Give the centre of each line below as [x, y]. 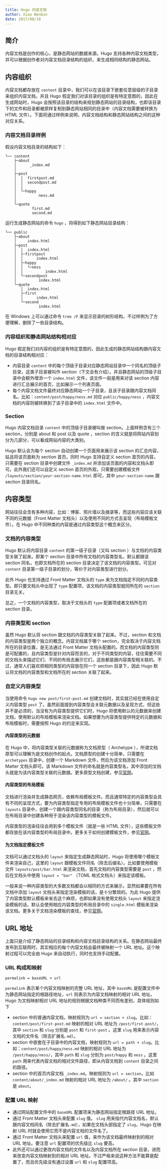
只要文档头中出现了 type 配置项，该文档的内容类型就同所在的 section [89, 586]
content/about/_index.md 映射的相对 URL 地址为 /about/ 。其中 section [85, 1080]
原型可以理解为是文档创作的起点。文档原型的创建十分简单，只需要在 [75, 754]
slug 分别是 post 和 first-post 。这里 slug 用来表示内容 [102, 1030]
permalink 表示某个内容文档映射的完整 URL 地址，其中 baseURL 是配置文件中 [83, 988]
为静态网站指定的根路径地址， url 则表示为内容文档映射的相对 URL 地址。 [80, 995]
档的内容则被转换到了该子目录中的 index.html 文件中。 [68, 403]
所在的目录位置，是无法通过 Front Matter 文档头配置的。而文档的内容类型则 [82, 647]
